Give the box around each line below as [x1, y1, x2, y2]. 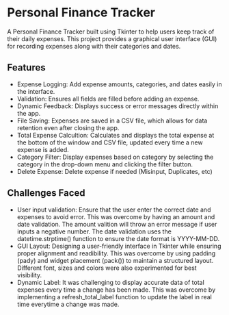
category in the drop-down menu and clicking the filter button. [16, 160, 193, 168]
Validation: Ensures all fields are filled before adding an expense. [16, 94, 200, 103]
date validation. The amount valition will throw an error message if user [16, 220, 217, 228]
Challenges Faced [7, 187, 85, 199]
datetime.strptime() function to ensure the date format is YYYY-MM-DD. [16, 234, 220, 242]
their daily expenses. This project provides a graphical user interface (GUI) [7, 34, 217, 42]
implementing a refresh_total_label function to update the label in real [16, 292, 212, 301]
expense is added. [16, 145, 70, 153]
